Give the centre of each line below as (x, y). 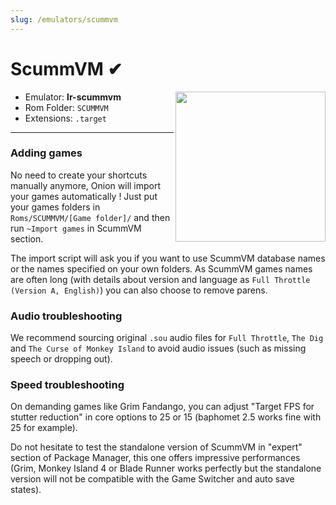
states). (26, 490)
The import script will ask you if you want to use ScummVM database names (168, 258)
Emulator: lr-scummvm (73, 97)
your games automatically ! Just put (84, 196)
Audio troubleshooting (66, 316)
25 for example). (44, 428)
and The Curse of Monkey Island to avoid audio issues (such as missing (158, 348)
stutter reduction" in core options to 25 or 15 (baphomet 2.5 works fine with (166, 417)
